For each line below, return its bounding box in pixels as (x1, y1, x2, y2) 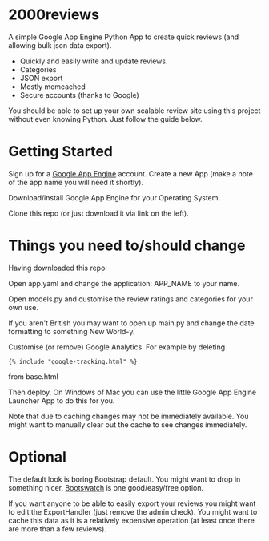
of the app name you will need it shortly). (8, 177, 144, 187)
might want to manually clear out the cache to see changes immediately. (8, 419, 247, 430)
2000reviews (8, 6, 100, 24)
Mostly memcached (19, 82, 86, 91)
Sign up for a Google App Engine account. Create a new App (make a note (8, 168, 254, 178)
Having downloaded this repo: (8, 263, 108, 273)
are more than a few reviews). (8, 523, 106, 534)
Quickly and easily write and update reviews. (19, 56, 168, 66)
